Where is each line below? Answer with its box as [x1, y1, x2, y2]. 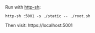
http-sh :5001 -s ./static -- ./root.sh [5, 14, 91, 19]
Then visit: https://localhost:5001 [5, 22, 73, 28]
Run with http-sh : [5, 4, 41, 10]
